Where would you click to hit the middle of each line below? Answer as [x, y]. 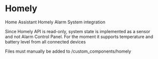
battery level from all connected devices [46, 41]
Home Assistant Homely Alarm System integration [55, 22]
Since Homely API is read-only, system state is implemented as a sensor [78, 31]
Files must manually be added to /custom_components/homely [68, 51]
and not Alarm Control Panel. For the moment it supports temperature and [79, 37]
